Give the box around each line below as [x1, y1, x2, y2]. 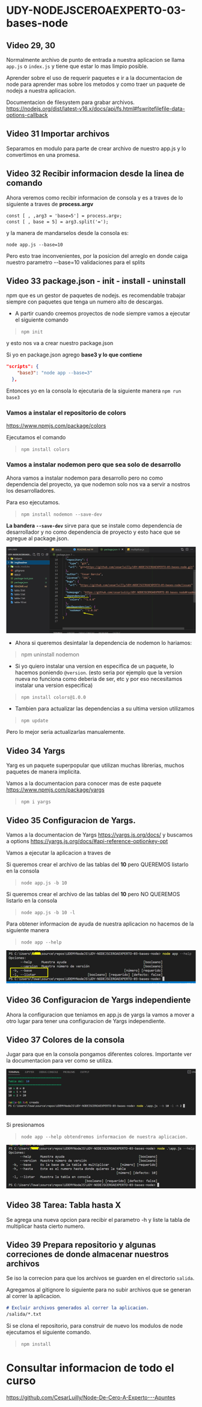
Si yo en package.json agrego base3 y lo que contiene [6, 351, 142, 358]
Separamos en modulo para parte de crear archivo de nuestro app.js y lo [6, 145, 186, 152]
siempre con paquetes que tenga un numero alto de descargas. [6, 298, 164, 305]
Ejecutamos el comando [6, 434, 66, 441]
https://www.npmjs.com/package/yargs [6, 786, 105, 793]
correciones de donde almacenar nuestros [6, 1249, 170, 1259]
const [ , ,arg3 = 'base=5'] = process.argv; [6, 213, 122, 219]
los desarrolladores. [6, 487, 56, 494]
